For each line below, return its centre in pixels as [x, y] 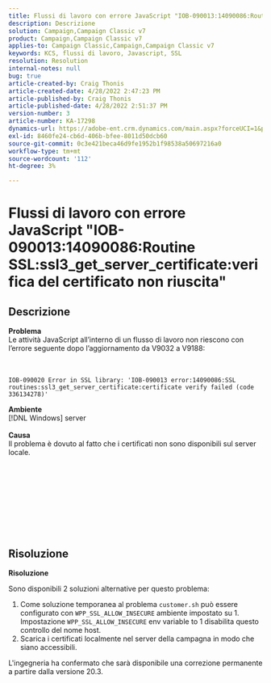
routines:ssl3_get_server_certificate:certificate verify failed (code [131, 388]
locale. [19, 453]
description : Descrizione [52, 23]
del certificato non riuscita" [132, 282]
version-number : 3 [39, 114]
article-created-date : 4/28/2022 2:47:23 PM [84, 91]
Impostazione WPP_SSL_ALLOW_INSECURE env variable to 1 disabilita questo [140, 621]
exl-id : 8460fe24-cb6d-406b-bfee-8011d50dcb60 [88, 136]
